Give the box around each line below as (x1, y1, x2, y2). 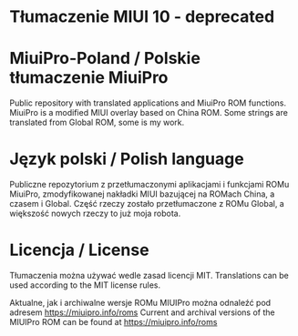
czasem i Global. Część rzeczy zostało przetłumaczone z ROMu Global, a (9, 199, 284, 209)
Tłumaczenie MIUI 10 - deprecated (9, 6, 275, 27)
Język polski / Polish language (9, 148, 244, 169)
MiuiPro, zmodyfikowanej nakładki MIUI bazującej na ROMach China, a (9, 188, 275, 199)
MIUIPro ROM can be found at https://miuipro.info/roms (9, 317, 218, 327)
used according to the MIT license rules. (9, 280, 161, 290)
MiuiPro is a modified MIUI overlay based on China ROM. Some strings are (9, 107, 289, 118)
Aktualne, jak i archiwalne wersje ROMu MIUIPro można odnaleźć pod (9, 298, 272, 308)
